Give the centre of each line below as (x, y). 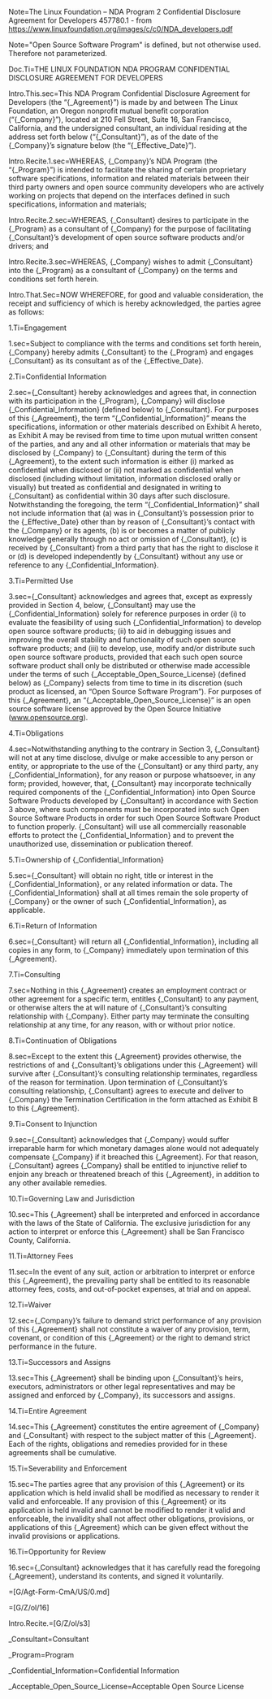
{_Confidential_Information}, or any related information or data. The (121, 884)
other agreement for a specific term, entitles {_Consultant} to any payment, (134, 999)
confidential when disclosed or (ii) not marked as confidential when (121, 470)
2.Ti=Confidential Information (58, 376)
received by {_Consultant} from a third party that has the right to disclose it (134, 548)
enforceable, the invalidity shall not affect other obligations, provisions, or (132, 1519)
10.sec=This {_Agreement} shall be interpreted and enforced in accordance (134, 1214)
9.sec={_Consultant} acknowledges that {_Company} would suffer (119, 1140)
